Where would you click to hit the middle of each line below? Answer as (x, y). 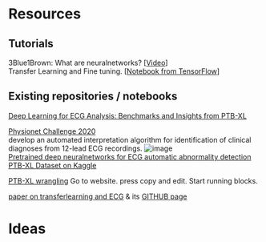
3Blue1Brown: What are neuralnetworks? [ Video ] (88, 63)
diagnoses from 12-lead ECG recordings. (75, 148)
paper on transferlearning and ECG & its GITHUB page (98, 196)
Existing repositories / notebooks (93, 97)
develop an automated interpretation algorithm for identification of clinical (130, 139)
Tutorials (31, 44)
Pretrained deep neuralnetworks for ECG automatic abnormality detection (130, 156)
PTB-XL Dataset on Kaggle (52, 165)
